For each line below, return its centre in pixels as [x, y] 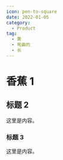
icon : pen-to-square [32, 12]
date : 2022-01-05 [28, 17]
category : [18, 23]
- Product [23, 28]
